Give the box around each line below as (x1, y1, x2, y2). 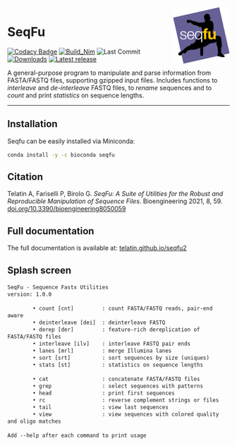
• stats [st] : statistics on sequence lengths (32, 361, 203, 369)
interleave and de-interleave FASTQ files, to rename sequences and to (7, 83, 212, 92)
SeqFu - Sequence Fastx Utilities (7, 284, 109, 291)
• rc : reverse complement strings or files (32, 397, 219, 404)
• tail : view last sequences (32, 404, 169, 411)
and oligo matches (7, 418, 61, 426)
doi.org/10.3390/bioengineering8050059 (7, 205, 126, 213)
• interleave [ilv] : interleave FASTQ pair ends (32, 340, 191, 348)
